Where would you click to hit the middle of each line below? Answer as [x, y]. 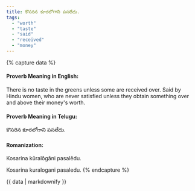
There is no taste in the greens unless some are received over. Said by [94, 90]
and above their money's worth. [46, 102]
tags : [13, 17]
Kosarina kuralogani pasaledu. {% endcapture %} [68, 170]
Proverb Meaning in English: [43, 77]
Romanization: [25, 145]
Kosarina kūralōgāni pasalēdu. [44, 158]
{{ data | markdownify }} [37, 182]
